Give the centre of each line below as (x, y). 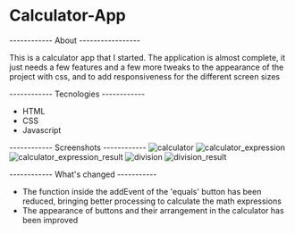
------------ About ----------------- (75, 40)
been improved (50, 220)
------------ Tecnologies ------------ (77, 94)
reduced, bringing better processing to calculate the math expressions (152, 201)
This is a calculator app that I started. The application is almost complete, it (147, 57)
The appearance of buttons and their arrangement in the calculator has (153, 210)
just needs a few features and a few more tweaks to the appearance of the (147, 67)
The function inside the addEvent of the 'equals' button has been (142, 191)
